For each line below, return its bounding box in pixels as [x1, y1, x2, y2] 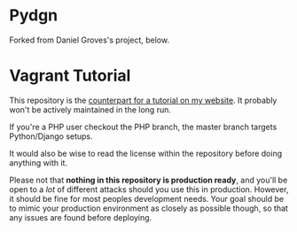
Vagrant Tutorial [9, 66, 131, 86]
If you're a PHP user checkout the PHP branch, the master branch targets [9, 121, 277, 132]
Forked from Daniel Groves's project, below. [9, 35, 170, 45]
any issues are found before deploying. [9, 212, 152, 222]
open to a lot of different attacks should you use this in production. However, [9, 183, 289, 195]
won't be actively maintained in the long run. [9, 104, 171, 115]
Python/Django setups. [9, 130, 93, 142]
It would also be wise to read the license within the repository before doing [9, 148, 282, 159]
